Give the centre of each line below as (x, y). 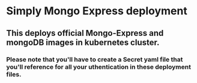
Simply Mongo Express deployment (97, 11)
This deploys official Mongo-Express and (85, 33)
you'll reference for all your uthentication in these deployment (98, 67)
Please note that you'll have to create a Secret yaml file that (95, 59)
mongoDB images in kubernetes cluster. (83, 42)
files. (14, 74)
